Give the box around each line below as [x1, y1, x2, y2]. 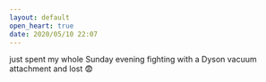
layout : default [9, 12, 70, 22]
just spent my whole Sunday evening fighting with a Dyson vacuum [9, 54, 257, 65]
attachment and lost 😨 [9, 63, 94, 74]
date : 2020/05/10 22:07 [9, 29, 99, 38]
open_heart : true [9, 21, 74, 30]
